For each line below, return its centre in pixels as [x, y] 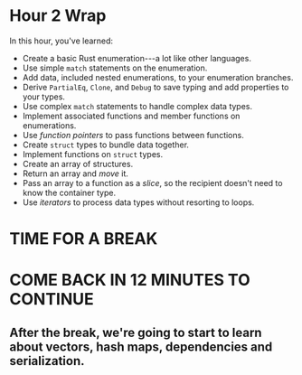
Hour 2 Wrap [58, 16]
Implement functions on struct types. [93, 154]
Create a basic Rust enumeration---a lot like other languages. [137, 58]
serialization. [47, 361]
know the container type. [69, 192]
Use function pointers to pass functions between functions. [133, 135]
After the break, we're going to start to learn [136, 332]
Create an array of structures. [78, 164]
